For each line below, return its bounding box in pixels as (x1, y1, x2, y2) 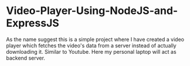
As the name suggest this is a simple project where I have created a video (6, 36, 185, 43)
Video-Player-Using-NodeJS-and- (6, 4, 178, 18)
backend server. (6, 54, 46, 61)
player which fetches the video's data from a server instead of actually (6, 42, 177, 49)
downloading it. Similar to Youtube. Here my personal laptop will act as (6, 48, 177, 55)
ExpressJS (6, 16, 60, 30)
